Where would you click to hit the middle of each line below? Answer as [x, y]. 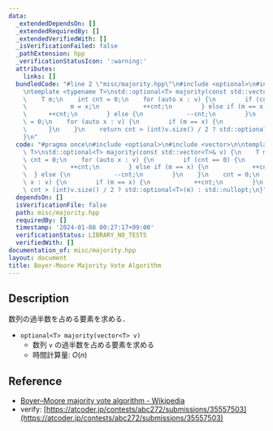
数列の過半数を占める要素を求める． [69, 319]
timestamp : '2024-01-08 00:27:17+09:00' [85, 228]
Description [39, 298]
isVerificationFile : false [61, 205]
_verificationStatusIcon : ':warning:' [82, 62]
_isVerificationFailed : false [67, 46]
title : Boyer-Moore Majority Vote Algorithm [85, 265]
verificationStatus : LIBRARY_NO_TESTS [82, 235]
